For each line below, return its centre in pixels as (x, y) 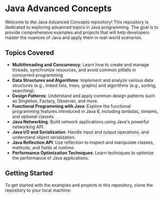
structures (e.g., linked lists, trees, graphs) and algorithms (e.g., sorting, (84, 85)
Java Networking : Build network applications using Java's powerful (81, 121)
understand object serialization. (44, 137)
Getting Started (29, 173)
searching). (24, 90)
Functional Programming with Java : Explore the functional (71, 106)
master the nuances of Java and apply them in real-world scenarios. (74, 38)
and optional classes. (33, 116)
